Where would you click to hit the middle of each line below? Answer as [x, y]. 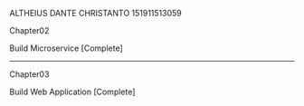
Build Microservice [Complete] [66, 48]
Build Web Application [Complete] [72, 92]
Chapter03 [29, 74]
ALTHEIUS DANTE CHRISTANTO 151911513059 [96, 13]
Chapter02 [29, 30]
